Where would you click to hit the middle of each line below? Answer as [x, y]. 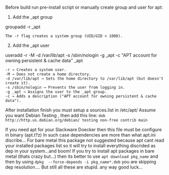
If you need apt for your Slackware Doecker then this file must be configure [84, 130]
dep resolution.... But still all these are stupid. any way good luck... [74, 167]
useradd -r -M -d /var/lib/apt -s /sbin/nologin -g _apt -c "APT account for [81, 55]
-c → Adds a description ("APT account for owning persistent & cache [81, 96]
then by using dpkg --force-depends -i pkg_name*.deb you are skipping [81, 162]
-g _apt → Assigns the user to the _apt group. [56, 92]
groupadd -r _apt [23, 27]
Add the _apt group [33, 17]
